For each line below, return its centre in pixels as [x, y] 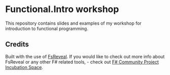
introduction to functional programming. [47, 28]
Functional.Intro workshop [62, 9]
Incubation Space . [24, 67]
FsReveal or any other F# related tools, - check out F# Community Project [82, 62]
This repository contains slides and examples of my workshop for [73, 23]
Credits [17, 45]
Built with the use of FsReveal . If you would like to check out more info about [85, 56]
